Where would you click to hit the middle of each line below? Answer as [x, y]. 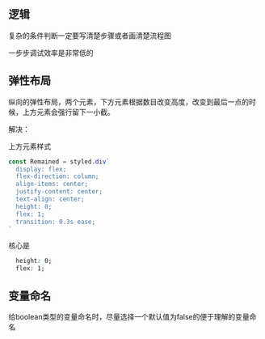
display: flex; [41, 169]
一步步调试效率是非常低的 [51, 53]
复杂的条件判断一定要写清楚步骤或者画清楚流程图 [90, 36]
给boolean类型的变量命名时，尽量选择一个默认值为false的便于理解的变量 [129, 316]
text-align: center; [50, 199]
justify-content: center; [59, 192]
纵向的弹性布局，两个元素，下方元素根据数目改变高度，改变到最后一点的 [128, 102]
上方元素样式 [29, 146]
